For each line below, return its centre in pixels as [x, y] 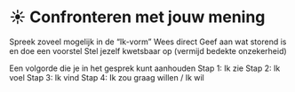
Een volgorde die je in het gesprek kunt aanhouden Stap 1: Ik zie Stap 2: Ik [145, 68]
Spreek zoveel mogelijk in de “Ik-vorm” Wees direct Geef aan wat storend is [148, 42]
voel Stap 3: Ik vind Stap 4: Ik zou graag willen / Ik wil [107, 77]
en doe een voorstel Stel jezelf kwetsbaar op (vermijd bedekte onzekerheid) [148, 50]
